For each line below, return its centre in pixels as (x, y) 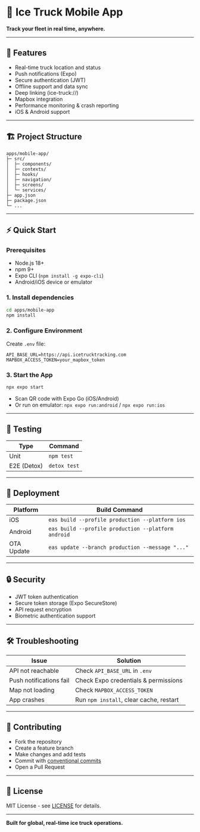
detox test (64, 465)
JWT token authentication (46, 597)
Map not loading (32, 690)
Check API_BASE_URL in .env (114, 671)
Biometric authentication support (55, 616)
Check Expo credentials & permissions (129, 681)
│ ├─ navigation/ (29, 179)
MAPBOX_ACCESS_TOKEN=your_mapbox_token (56, 360)
